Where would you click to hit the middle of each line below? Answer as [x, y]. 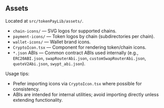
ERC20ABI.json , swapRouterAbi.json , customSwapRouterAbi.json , [79, 58]
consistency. [26, 89]
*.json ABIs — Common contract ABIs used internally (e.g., [76, 52]
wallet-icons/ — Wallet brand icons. [52, 42]
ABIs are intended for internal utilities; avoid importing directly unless [86, 94]
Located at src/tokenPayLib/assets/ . [44, 21]
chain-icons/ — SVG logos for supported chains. [65, 31]
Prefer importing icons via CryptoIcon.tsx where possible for [77, 83]
